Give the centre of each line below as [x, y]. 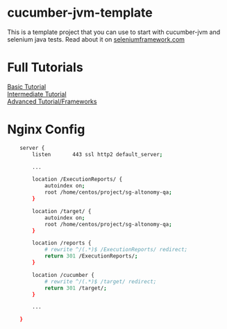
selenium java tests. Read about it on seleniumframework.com [96, 39]
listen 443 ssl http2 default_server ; [98, 154]
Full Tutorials [45, 68]
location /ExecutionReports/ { [77, 179]
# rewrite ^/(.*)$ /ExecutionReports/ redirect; [116, 250]
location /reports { [62, 243]
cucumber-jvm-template [80, 13]
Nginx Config [46, 129]
